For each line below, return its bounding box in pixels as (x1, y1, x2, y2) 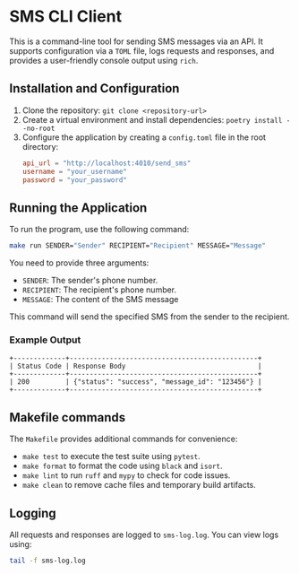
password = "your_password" (21, 175, 127, 185)
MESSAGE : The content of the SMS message (21, 294, 179, 305)
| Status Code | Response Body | (9, 361, 262, 371)
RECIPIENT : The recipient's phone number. (21, 284, 177, 295)
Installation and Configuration (9, 81, 180, 96)
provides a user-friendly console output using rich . (9, 55, 199, 65)
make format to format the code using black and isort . (21, 460, 223, 472)
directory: (21, 141, 59, 152)
